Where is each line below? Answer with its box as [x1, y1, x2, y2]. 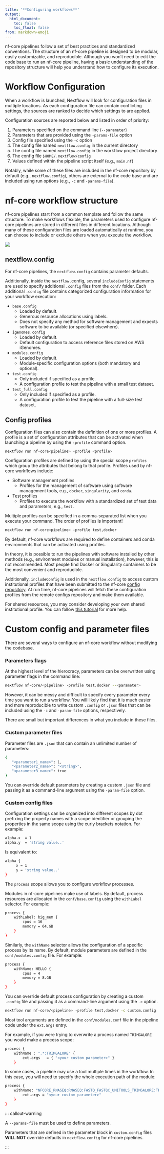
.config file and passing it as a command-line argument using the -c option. [5, 999, 158, 1005]
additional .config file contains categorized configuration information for [5, 288, 151, 294]
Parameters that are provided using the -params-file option [12, 132, 133, 138]
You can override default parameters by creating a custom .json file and [5, 782, 151, 788]
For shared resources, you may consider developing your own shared [5, 601, 145, 607]
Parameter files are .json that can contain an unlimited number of [5, 740, 137, 746]
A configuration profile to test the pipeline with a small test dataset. [19, 381, 155, 387]
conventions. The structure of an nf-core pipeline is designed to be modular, [5, 48, 159, 54]
